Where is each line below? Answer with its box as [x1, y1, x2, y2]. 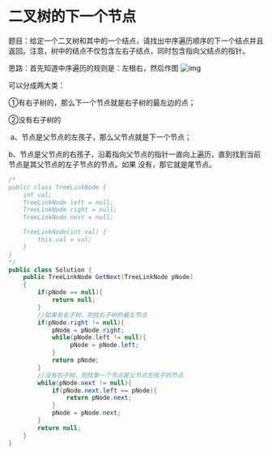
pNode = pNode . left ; [70, 341, 139, 350]
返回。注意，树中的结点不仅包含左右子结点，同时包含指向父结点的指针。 [8, 45, 249, 55]
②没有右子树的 [8, 114, 62, 124]
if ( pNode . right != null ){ [37, 318, 125, 327]
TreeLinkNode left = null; [23, 198, 114, 207]
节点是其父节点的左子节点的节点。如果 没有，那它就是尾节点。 [8, 159, 216, 169]
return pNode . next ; [66, 394, 132, 402]
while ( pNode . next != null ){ [37, 379, 132, 387]
